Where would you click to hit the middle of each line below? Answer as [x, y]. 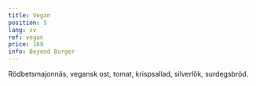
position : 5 [27, 23]
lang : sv [22, 30]
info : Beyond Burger [42, 52]
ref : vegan [26, 37]
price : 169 [26, 45]
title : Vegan [29, 15]
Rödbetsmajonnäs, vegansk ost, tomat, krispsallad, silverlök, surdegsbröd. [128, 74]
